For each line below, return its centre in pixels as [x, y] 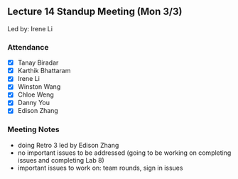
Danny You [33, 103]
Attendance [28, 47]
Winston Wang [39, 87]
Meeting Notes [33, 129]
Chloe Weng [36, 94]
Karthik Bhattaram [44, 71]
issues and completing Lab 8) [61, 160]
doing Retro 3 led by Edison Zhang [68, 145]
